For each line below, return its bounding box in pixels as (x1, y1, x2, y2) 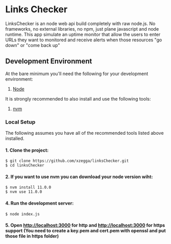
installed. (5, 135, 25, 141)
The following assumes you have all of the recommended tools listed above (5, 130, 164, 136)
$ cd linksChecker (5, 163, 44, 168)
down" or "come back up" (5, 42, 60, 48)
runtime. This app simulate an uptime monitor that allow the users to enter (5, 31, 161, 37)
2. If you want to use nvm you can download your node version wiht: (5, 174, 153, 180)
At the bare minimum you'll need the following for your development (5, 70, 149, 77)
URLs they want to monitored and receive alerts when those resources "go (5, 37, 162, 43)
